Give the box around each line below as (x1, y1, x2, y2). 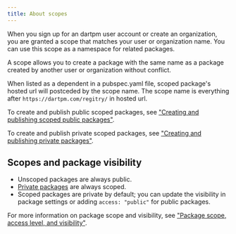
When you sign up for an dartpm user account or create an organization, (7, 30, 218, 38)
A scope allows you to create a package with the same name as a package (7, 58, 224, 67)
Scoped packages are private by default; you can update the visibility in (17, 190, 226, 199)
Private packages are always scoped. (17, 183, 127, 191)
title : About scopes (7, 10, 68, 18)
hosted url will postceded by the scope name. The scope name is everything (7, 86, 230, 95)
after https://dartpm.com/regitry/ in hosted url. (7, 94, 148, 103)
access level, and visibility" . (7, 219, 87, 227)
